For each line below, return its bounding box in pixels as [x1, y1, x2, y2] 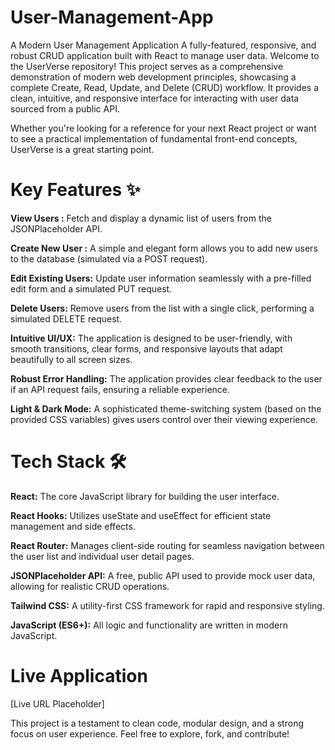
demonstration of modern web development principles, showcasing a [10, 71, 297, 83]
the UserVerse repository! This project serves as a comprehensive [10, 60, 284, 72]
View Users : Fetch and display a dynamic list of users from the [10, 212, 272, 224]
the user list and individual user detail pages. [10, 550, 195, 562]
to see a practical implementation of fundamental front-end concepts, [10, 132, 298, 145]
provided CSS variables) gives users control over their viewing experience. [10, 413, 318, 425]
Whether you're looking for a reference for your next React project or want [10, 122, 317, 134]
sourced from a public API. [10, 102, 120, 115]
